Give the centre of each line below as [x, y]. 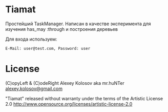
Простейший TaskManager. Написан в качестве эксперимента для [78, 24]
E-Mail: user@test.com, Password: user [48, 48]
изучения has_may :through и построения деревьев [61, 29]
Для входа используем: [31, 39]
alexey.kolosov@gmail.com [34, 88]
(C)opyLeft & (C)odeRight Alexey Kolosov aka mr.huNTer [65, 83]
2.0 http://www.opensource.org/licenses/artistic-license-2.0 [69, 104]
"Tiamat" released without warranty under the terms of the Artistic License [84, 98]
